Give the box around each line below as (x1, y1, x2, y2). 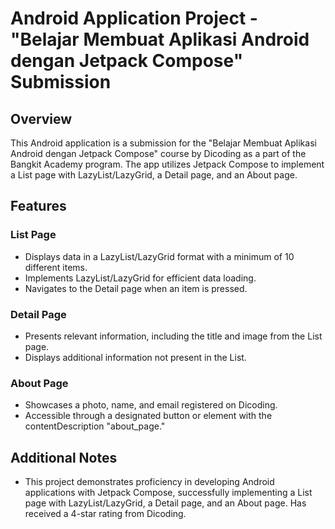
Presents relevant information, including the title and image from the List (24, 330, 323, 342)
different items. (24, 261, 88, 273)
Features (10, 198, 67, 215)
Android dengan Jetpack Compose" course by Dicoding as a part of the (10, 148, 307, 159)
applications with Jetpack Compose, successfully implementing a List (24, 487, 313, 499)
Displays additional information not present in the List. (24, 351, 247, 363)
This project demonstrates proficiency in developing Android (24, 476, 275, 488)
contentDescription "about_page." (24, 420, 166, 432)
